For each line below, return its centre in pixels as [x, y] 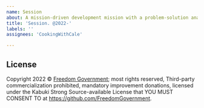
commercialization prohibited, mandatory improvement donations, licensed [100, 85]
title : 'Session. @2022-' [39, 23]
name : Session [24, 12]
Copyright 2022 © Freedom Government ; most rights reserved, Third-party [101, 79]
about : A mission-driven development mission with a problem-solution [97, 18]
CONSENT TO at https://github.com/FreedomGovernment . [79, 98]
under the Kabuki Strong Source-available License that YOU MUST [90, 92]
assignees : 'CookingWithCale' [45, 35]
